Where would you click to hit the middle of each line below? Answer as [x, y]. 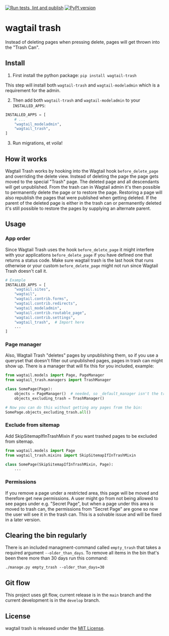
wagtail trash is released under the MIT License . [55, 628]
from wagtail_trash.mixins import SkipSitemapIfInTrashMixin [71, 455]
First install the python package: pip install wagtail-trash [74, 75]
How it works [26, 159]
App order [18, 238]
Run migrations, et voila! [37, 143]
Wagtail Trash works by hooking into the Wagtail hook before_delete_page [82, 171]
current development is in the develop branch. [53, 600]
